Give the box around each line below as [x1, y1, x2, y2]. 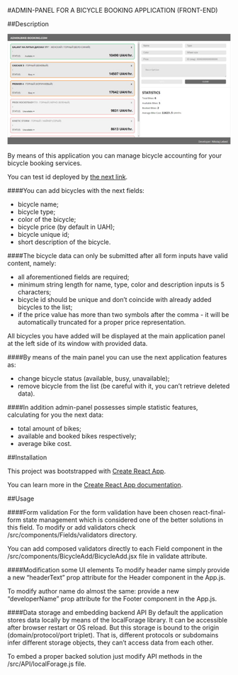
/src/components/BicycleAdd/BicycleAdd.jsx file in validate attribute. [7, 552, 208, 560]
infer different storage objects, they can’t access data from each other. [7, 638, 214, 647]
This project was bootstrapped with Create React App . [7, 467, 166, 475]
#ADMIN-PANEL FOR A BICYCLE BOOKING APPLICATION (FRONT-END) [7, 6, 218, 14]
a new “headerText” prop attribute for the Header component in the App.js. [7, 573, 226, 581]
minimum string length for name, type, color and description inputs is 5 [17, 280, 225, 289]
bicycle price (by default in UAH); [17, 223, 115, 231]
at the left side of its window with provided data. [7, 339, 148, 347]
